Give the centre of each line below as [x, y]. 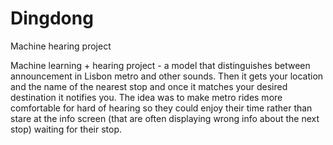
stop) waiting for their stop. [66, 129]
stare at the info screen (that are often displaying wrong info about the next [165, 118]
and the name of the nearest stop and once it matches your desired [149, 86]
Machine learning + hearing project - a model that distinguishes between [160, 65]
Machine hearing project [61, 46]
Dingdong [52, 18]
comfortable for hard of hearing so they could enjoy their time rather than [161, 108]
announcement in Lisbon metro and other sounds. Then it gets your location [167, 76]
